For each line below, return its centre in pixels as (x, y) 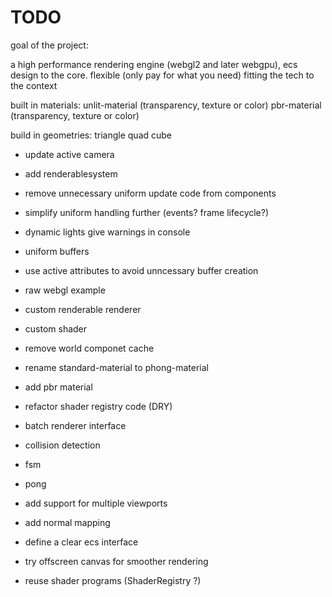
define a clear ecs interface (81, 542)
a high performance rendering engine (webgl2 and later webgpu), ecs (154, 64)
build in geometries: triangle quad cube (91, 135)
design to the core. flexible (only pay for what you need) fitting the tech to (162, 75)
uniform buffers (57, 251)
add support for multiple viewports (96, 503)
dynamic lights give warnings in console (107, 232)
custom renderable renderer (83, 309)
